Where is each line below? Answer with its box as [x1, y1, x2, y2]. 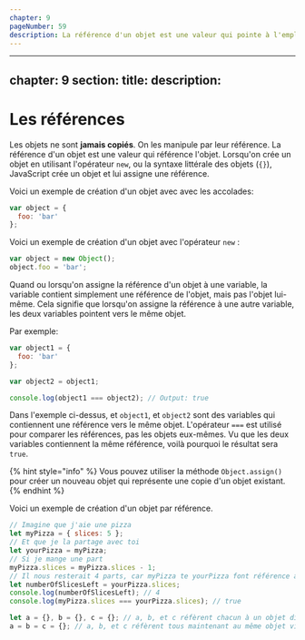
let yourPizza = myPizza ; [9, 546, 107, 555]
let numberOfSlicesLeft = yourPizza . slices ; [9, 580, 181, 589]
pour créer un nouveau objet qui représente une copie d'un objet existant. [9, 475, 286, 487]
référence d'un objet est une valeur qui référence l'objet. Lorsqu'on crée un [9, 148, 292, 159]
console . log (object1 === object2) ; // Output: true [9, 393, 209, 402]
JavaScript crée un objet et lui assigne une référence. [9, 168, 211, 178]
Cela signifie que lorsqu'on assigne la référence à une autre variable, [36, 299, 295, 310]
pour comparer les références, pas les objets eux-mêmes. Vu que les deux [9, 429, 289, 440]
